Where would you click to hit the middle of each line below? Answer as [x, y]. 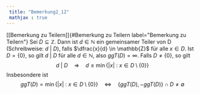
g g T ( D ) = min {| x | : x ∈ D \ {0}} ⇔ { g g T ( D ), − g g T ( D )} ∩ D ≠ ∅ [102, 84]
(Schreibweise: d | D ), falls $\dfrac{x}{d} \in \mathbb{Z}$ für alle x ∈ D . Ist [100, 49]
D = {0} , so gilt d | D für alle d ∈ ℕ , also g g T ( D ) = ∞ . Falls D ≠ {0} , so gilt [98, 55]
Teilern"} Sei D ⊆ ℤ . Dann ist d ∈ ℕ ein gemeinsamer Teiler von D [89, 42]
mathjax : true [28, 18]
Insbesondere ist [27, 75]
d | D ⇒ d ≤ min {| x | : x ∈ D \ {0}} [102, 65]
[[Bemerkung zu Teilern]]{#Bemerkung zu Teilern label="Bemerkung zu [96, 35]
